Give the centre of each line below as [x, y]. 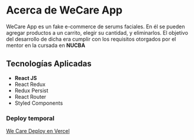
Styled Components [39, 103]
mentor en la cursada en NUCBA [46, 45]
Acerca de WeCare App [64, 10]
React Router [30, 96]
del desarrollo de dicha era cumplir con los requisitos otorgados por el [91, 39]
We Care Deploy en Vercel [38, 131]
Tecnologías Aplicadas [49, 64]
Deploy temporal [30, 118]
